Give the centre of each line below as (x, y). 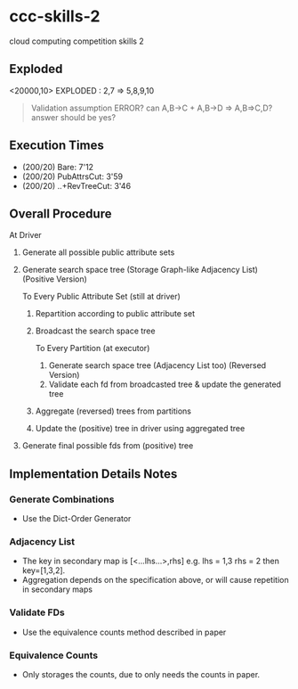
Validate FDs (37, 612)
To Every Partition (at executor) (93, 349)
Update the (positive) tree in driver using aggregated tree (140, 429)
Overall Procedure (60, 213)
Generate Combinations (62, 499)
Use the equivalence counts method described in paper (124, 632)
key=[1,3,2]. (44, 570)
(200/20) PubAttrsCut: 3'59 (72, 176)
